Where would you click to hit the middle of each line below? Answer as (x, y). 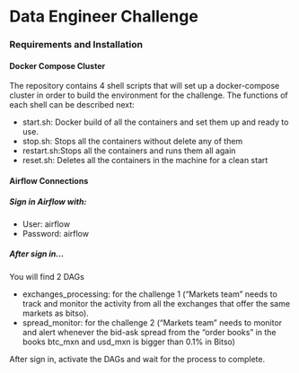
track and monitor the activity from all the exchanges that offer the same (156, 303)
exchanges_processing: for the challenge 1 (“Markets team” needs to (150, 294)
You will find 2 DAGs (47, 276)
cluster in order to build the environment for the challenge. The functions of (149, 95)
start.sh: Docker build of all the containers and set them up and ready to (155, 122)
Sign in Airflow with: (48, 201)
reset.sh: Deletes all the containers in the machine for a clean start (145, 160)
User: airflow (46, 224)
